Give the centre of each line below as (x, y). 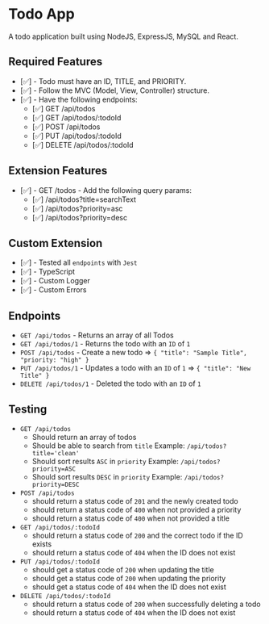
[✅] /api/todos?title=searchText (84, 199)
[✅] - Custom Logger (55, 281)
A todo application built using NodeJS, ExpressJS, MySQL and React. (124, 36)
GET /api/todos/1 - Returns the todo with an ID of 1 (105, 344)
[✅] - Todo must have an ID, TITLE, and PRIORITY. (103, 81)
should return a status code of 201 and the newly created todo (135, 501)
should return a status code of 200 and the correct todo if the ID (137, 535)
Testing (28, 409)
